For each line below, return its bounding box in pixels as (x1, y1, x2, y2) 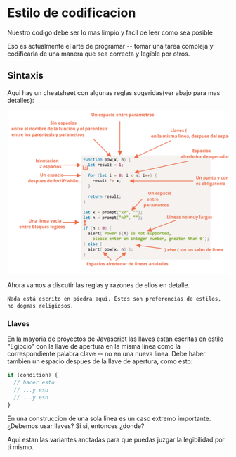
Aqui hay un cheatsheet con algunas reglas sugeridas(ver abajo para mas (7, 88, 221, 96)
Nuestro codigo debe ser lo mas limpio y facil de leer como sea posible (7, 28, 213, 37)
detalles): (7, 96, 34, 104)
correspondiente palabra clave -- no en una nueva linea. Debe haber (7, 350, 206, 358)
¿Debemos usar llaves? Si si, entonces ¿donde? (7, 421, 145, 430)
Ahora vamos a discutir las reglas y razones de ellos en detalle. (7, 280, 190, 289)
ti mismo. (7, 442, 34, 451)
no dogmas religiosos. (7, 302, 74, 309)
